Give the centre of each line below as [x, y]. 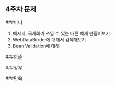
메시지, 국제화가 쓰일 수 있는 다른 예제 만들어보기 [61, 33]
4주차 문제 [21, 9]
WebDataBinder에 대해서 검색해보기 [49, 39]
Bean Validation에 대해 [36, 46]
